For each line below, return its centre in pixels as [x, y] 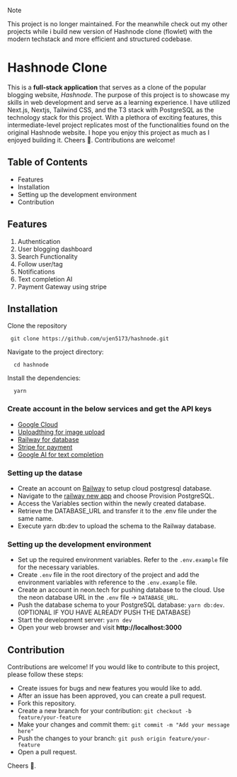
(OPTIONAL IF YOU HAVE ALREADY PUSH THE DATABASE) [104, 613]
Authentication [39, 241]
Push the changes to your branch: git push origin [92, 738]
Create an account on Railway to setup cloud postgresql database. [115, 488]
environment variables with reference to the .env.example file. [108, 582]
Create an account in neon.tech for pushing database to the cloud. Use [121, 590]
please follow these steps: [45, 675]
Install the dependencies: [44, 378]
